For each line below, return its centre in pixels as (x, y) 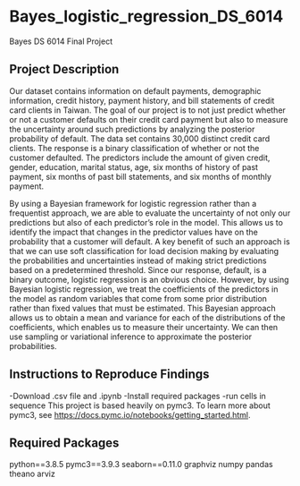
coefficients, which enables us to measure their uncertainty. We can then (144, 327)
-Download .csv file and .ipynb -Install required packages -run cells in (137, 396)
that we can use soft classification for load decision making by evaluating (144, 251)
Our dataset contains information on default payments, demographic (135, 90)
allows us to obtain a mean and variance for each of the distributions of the (147, 317)
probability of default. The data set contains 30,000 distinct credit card (140, 138)
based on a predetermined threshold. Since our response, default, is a (138, 269)
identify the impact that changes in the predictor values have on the (134, 232)
